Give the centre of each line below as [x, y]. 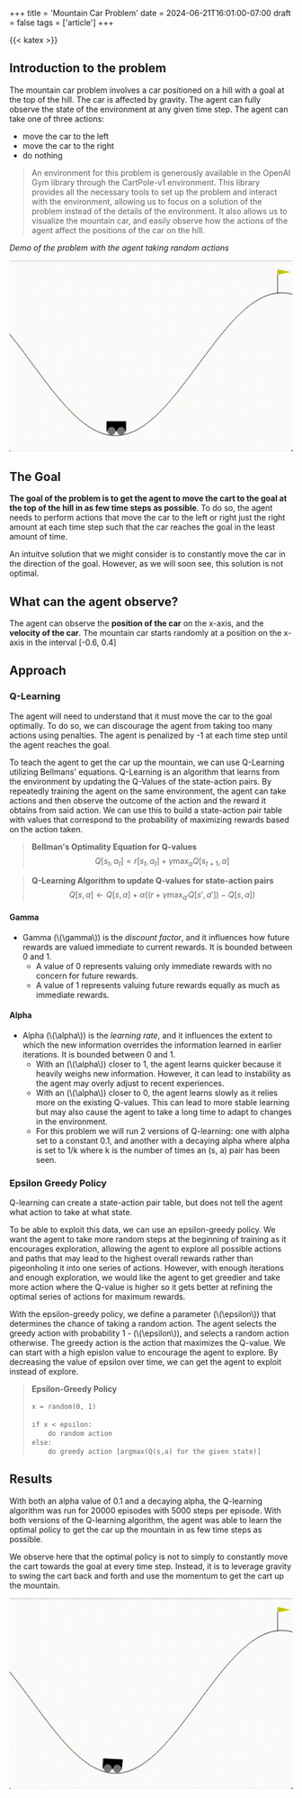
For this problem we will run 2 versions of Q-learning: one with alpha [163, 1131]
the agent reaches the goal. [60, 745]
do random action [80, 1434]
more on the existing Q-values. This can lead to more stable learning [163, 1102]
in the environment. [71, 1121]
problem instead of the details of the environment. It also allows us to [159, 211]
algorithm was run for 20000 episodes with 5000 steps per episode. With [145, 1510]
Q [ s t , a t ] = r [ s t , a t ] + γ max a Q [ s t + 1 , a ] [162, 862]
